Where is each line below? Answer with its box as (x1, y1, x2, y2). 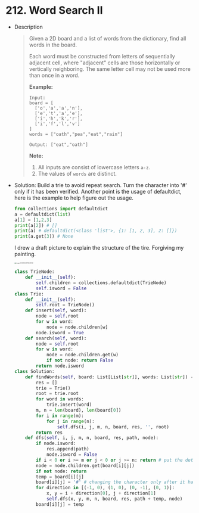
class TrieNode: (14, 269, 55, 275)
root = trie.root (36, 391, 79, 397)
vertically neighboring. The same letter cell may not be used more (29, 65, 191, 72)
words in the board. (29, 41, 77, 48)
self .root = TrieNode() (36, 302, 95, 308)
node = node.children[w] (46, 324, 108, 330)
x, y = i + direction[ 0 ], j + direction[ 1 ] (46, 490, 156, 496)
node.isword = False (46, 452, 98, 458)
